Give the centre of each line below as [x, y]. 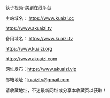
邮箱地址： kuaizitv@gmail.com [37, 80]
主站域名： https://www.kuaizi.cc [40, 18]
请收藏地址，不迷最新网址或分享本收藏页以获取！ [56, 90]
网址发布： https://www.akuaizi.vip [41, 69]
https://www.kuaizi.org [29, 49]
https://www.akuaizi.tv [29, 28]
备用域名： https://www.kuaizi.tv [39, 39]
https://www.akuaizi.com [31, 59]
